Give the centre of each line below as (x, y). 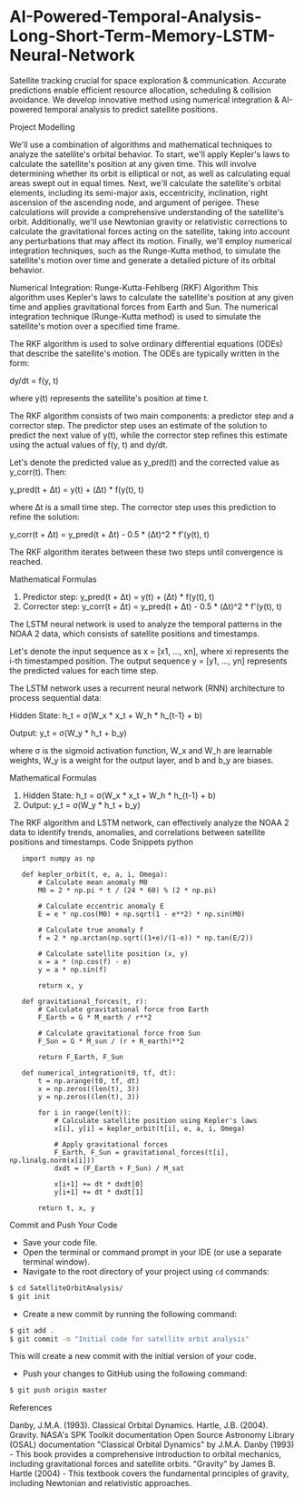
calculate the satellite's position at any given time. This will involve (133, 163)
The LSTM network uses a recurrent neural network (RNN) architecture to (147, 688)
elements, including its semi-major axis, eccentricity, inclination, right (139, 192)
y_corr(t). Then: (38, 472)
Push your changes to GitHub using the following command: (135, 1374)
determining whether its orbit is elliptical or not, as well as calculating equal (150, 173)
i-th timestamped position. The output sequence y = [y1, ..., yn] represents (148, 661)
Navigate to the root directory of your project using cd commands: (146, 1271)
